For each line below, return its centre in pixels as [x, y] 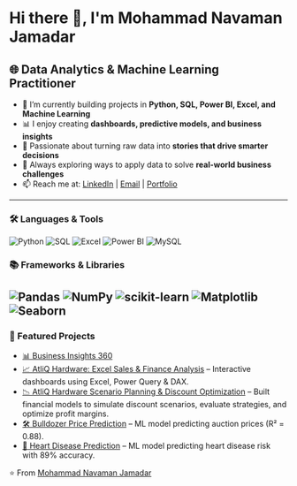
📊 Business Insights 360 [67, 355]
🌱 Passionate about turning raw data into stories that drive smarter [145, 146]
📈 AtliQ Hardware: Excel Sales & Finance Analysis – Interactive [137, 368]
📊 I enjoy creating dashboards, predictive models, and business [142, 124]
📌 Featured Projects [52, 336]
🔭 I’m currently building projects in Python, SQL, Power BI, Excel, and [148, 104]
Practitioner [43, 83]
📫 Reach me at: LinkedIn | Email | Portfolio [100, 184]
